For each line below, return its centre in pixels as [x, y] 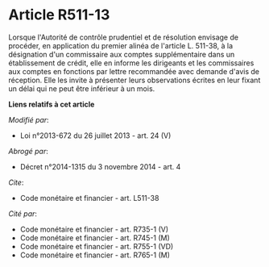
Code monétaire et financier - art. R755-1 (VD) [97, 246]
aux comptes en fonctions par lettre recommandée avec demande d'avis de [134, 71]
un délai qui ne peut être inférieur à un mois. [82, 88]
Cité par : [23, 213]
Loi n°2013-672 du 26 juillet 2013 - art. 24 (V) [95, 136]
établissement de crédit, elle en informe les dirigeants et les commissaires [131, 63]
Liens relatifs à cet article [52, 104]
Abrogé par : [28, 151]
